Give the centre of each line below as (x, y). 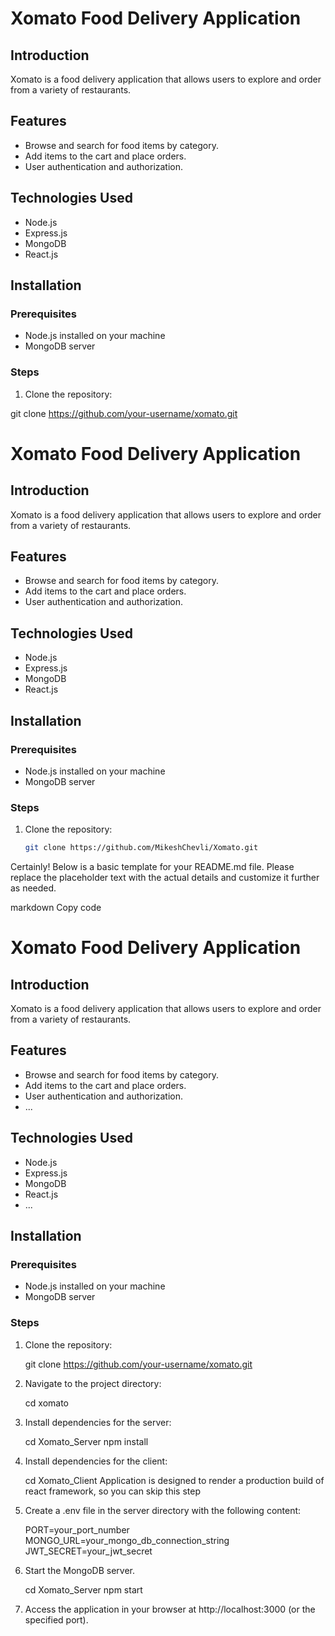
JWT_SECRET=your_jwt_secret (88, 1551)
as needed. (33, 888)
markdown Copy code (56, 908)
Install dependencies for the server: (98, 1422)
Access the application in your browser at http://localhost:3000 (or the (170, 1609)
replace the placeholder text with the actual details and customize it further (165, 878)
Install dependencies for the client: (96, 1461)
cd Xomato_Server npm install (86, 1441)
